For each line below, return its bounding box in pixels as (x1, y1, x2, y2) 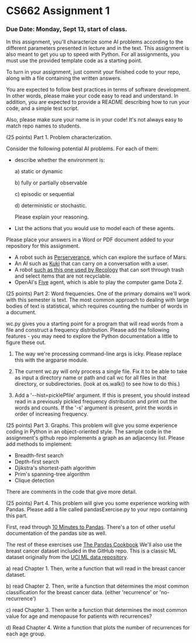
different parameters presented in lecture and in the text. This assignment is (6, 45, 189, 52)
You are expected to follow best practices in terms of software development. (6, 86, 191, 93)
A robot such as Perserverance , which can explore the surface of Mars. (14, 254, 187, 261)
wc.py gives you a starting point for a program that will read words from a (6, 320, 183, 327)
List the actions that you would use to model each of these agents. (14, 225, 176, 232)
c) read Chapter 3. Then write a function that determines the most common (6, 607, 187, 614)
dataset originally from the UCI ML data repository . (6, 554, 129, 561)
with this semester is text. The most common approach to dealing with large (6, 297, 189, 304)
